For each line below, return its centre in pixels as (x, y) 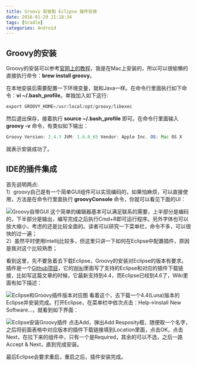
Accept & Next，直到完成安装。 (44, 344)
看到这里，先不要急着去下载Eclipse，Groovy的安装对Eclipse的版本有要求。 (96, 260)
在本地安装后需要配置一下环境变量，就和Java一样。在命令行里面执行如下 (94, 88)
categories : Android (31, 28)
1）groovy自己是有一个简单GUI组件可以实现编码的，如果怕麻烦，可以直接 (95, 192)
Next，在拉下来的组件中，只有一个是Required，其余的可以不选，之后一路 (94, 337)
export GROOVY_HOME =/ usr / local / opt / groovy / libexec (69, 107)
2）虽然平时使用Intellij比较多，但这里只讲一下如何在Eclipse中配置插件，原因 (98, 240)
